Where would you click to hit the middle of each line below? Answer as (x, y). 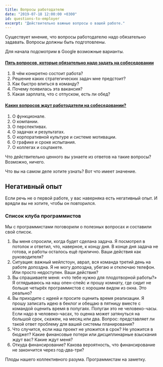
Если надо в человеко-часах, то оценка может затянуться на (76, 313)
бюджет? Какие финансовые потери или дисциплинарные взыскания (84, 334)
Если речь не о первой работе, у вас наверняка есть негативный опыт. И (81, 198)
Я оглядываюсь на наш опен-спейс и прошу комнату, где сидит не (82, 282)
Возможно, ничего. (25, 162)
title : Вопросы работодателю (35, 9)
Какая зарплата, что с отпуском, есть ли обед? (61, 94)
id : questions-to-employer (32, 18)
